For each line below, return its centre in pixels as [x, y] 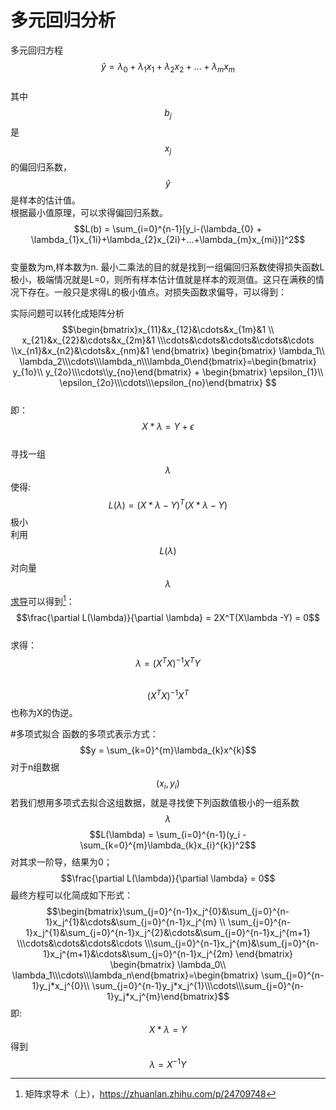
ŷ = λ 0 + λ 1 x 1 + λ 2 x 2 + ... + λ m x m [168, 67]
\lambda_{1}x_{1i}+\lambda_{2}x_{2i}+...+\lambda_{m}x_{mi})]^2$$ [168, 240]
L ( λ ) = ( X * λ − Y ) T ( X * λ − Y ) [168, 504]
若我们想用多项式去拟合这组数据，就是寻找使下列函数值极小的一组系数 [155, 802]
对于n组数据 [35, 767]
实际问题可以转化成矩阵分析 [67, 313]
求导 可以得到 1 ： [42, 600]
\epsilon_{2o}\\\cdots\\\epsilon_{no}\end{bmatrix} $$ [168, 383]
